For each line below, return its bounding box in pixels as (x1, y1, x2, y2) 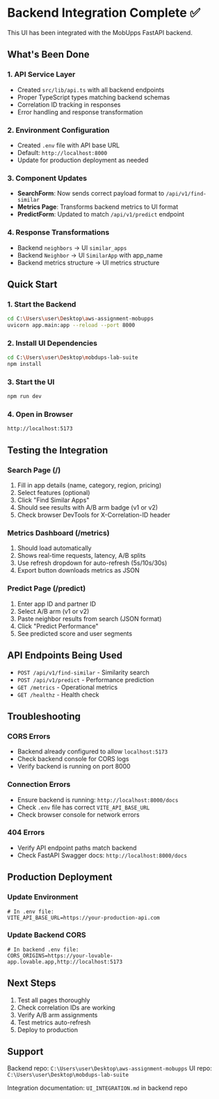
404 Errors (7, 827, 45, 837)
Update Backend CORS (7, 930, 86, 940)
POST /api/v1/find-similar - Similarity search (17, 668, 149, 677)
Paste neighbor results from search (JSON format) (17, 614, 162, 623)
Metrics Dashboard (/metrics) (7, 529, 110, 538)
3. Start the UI (7, 377, 55, 387)
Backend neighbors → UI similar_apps (17, 243, 127, 252)
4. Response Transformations (7, 228, 110, 237)
